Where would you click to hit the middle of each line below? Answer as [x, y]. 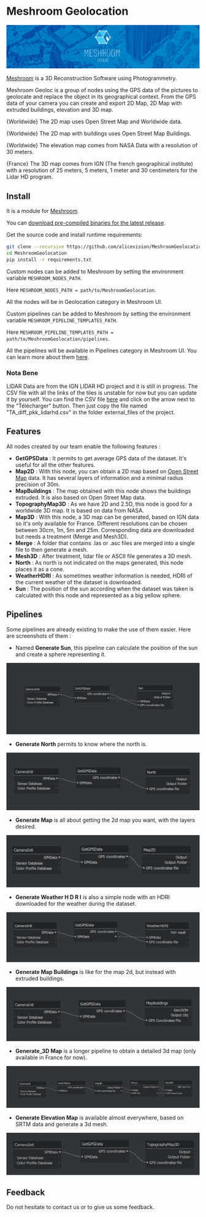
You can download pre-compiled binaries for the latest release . [86, 223]
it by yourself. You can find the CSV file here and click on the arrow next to [101, 399]
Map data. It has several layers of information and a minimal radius [99, 477]
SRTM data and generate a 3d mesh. [62, 1124]
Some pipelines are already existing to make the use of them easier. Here [99, 629]
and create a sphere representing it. [60, 654]
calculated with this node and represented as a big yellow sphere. [98, 595]
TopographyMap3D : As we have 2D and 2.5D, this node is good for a [104, 504]
